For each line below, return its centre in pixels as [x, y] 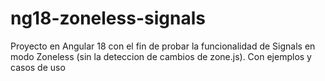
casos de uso [38, 67]
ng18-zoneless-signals [108, 18]
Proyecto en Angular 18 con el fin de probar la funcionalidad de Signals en [163, 46]
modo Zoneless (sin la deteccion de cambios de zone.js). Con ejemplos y [161, 56]
